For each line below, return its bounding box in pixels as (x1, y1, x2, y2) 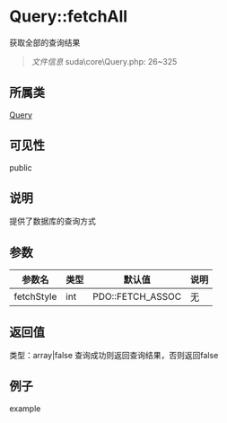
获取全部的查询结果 (9, 37, 81, 48)
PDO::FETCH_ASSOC (92, 290, 182, 303)
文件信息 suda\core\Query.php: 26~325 (31, 56, 178, 66)
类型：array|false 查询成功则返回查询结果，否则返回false (9, 350, 219, 360)
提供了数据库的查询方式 (9, 216, 96, 226)
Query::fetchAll (9, 6, 128, 27)
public (9, 162, 33, 172)
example (9, 402, 41, 414)
